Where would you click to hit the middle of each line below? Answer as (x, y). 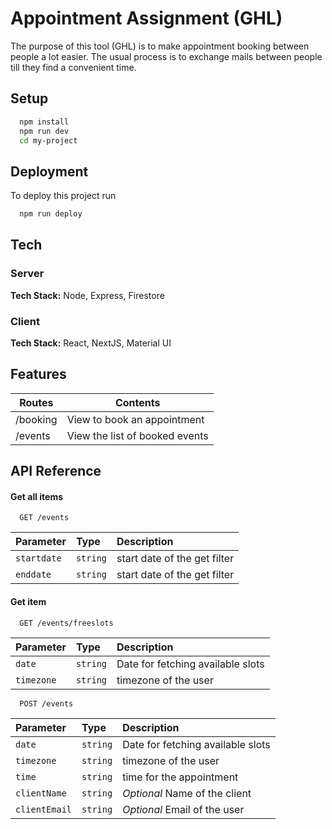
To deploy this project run (63, 196)
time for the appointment (180, 777)
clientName (41, 793)
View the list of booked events (137, 435)
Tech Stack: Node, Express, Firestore (87, 295)
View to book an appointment (135, 419)
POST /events (46, 703)
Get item (28, 602)
